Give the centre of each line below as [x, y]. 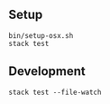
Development [47, 71]
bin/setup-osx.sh [41, 35]
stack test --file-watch [55, 92]
